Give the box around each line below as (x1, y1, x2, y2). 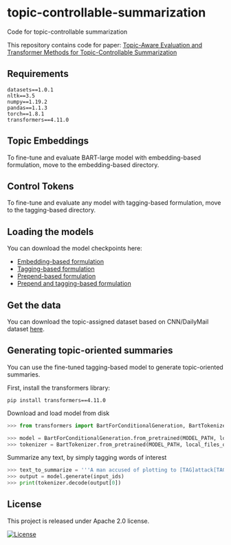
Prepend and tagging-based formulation (16, 280, 132, 288)
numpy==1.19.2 (7, 98, 48, 105)
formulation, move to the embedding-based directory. (7, 160, 159, 169)
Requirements (7, 68, 69, 80)
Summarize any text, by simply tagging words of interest (7, 454, 167, 462)
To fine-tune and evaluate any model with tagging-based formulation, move (7, 199, 221, 207)
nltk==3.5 (7, 92, 36, 99)
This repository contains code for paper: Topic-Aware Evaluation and (7, 41, 203, 49)
